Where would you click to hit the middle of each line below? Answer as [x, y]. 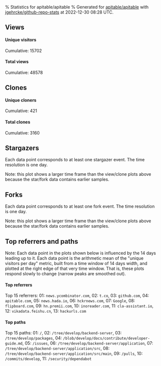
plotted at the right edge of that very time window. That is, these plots [75, 268]
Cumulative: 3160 [22, 133]
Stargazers [22, 148]
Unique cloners [21, 100]
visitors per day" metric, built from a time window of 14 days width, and [76, 264]
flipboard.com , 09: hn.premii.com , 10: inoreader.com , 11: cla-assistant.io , [79, 306]
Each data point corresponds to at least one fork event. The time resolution [80, 206]
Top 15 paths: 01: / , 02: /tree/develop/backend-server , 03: [64, 333]
